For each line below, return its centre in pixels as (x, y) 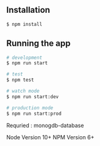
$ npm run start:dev (33, 97)
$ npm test (20, 80)
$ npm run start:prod (34, 113)
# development (25, 58)
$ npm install (25, 24)
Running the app (38, 43)
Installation (28, 10)
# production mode (30, 108)
